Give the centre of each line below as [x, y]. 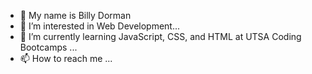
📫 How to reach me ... [66, 58]
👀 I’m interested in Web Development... [100, 26]
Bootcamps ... [48, 47]
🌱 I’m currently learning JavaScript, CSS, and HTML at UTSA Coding [160, 36]
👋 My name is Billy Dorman [75, 15]
